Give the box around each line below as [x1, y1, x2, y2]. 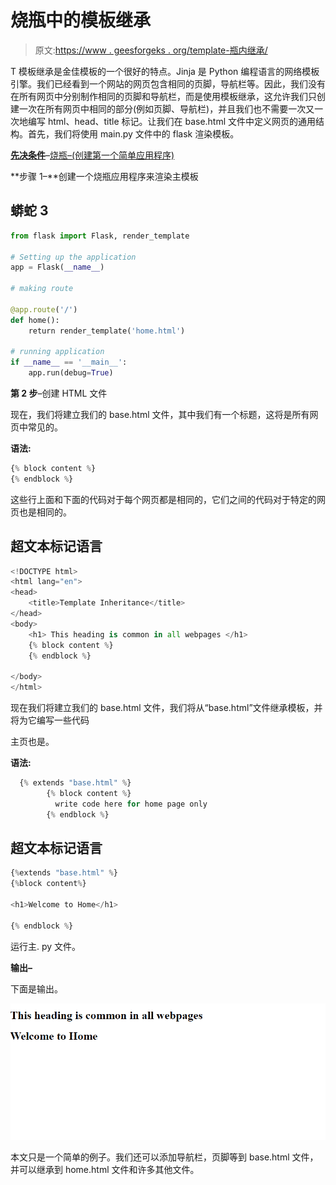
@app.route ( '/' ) [10, 304, 78, 315]
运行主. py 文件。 [10, 940, 82, 952]
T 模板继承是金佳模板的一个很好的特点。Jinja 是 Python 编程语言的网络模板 [10, 65, 320, 77]
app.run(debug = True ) [28, 368, 114, 378]
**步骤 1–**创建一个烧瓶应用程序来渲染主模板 [10, 170, 199, 182]
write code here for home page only [54, 799, 208, 809]
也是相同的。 [18, 506, 72, 518]
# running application [10, 347, 105, 357]
